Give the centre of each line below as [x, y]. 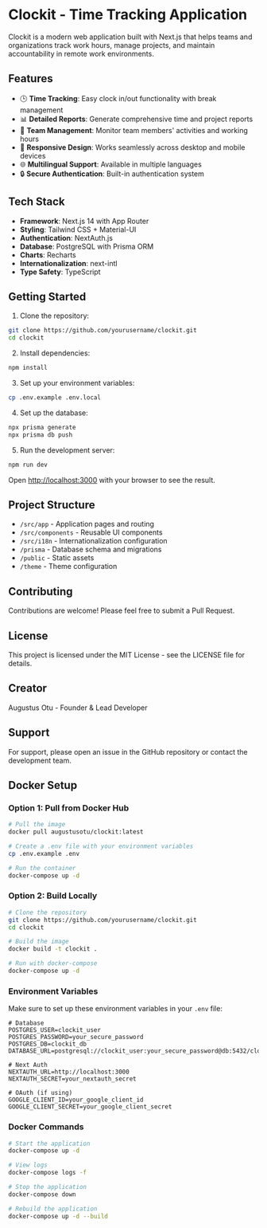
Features [31, 78]
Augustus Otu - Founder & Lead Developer [78, 708]
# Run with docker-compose [53, 963]
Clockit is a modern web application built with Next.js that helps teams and [130, 37]
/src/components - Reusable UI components [91, 532]
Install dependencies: [55, 353]
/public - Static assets [57, 558]
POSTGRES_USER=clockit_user [55, 1030]
